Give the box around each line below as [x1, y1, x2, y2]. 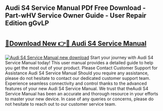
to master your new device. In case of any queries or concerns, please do [5, 96, 154, 102]
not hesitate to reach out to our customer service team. [5, 101, 116, 107]
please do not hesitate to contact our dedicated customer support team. [5, 75, 151, 81]
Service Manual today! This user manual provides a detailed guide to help [5, 60, 153, 65]
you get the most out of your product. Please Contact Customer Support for [5, 65, 158, 71]
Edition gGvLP [5, 19, 49, 27]
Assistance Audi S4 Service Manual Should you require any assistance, [5, 70, 149, 76]
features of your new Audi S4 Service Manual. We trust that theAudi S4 [5, 86, 148, 92]
